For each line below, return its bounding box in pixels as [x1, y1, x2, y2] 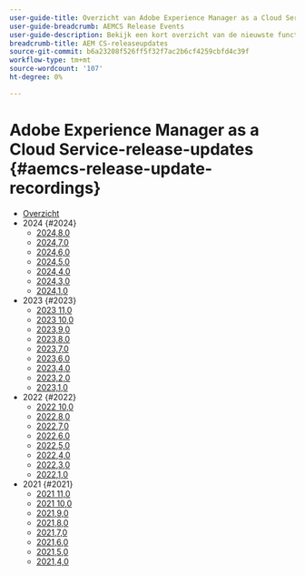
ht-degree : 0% [9, 73, 64, 82]
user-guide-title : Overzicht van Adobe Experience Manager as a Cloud [9, 13, 282, 23]
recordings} [9, 177, 102, 198]
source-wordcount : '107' [9, 65, 103, 74]
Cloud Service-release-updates [9, 138, 254, 159]
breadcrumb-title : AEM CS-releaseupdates [9, 38, 169, 48]
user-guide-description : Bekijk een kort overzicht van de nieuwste [9, 30, 274, 39]
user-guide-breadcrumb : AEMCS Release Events [9, 22, 184, 31]
